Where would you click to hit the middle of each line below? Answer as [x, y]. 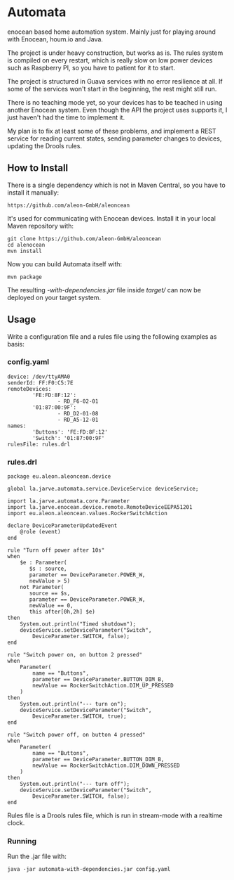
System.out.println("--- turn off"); [75, 784]
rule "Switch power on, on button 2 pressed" [75, 655]
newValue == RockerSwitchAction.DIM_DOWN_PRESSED [106, 766]
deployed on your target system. [54, 297]
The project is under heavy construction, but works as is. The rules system [115, 53]
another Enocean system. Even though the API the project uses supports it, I [117, 110]
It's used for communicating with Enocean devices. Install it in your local [111, 218]
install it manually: [33, 192]
